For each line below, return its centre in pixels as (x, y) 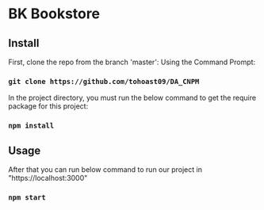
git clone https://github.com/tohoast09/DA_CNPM (104, 81)
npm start (27, 197)
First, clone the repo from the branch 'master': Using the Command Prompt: (132, 62)
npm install (31, 126)
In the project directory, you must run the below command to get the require (132, 98)
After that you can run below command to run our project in (105, 170)
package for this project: (48, 106)
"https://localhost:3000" (48, 178)
